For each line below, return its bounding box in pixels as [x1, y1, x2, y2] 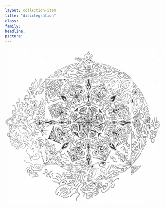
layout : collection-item [5, 8, 56, 13]
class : [5, 18, 19, 23]
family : [5, 24, 21, 29]
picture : [5, 34, 23, 39]
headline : [5, 29, 26, 34]
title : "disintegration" [5, 13, 56, 18]
